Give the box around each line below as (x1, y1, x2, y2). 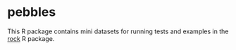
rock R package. (7, 34, 55, 42)
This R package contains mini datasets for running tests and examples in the (7, 27, 229, 35)
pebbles (7, 4, 56, 20)
